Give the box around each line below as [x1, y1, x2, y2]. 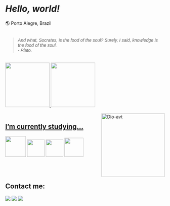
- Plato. [17, 47, 32, 53]
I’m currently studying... [5, 122, 83, 131]
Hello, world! [5, 3, 60, 15]
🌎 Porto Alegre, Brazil [5, 20, 52, 26]
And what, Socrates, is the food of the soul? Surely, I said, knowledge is [17, 37, 158, 43]
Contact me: [5, 182, 46, 191]
